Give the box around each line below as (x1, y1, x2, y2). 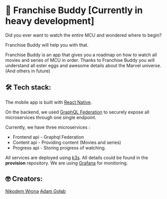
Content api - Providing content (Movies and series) (12, 139, 121, 145)
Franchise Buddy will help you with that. (5, 42, 89, 48)
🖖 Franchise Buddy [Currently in (5, 5, 143, 16)
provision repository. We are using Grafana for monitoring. (5, 160, 128, 166)
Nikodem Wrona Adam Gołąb (5, 188, 66, 194)
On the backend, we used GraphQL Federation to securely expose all (5, 109, 150, 115)
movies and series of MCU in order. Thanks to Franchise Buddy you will (5, 57, 155, 63)
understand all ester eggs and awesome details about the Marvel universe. (5, 62, 161, 68)
